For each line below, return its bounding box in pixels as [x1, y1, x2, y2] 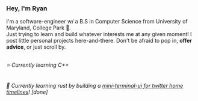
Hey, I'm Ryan [6, 4, 48, 13]
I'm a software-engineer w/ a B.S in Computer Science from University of [6, 18, 188, 25]
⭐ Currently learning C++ [6, 61, 69, 69]
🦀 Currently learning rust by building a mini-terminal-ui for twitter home [6, 82, 184, 90]
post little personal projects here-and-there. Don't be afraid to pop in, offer [6, 37, 193, 44]
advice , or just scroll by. [6, 43, 66, 50]
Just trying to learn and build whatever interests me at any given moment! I [6, 31, 192, 38]
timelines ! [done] [6, 88, 48, 96]
